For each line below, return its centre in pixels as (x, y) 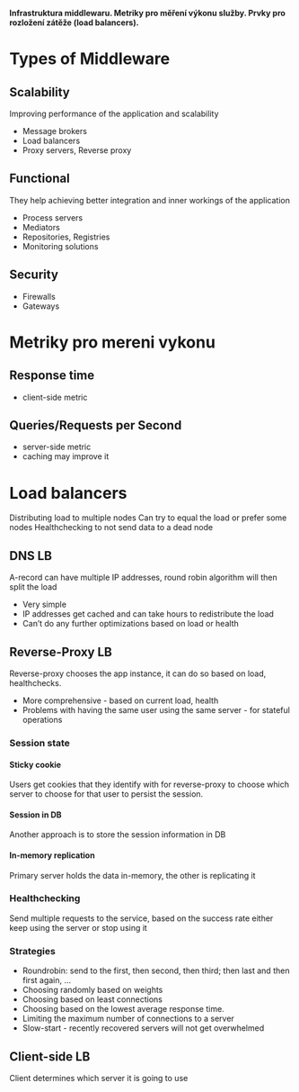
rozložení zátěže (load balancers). (74, 23)
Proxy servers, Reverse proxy (77, 150)
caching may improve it (66, 456)
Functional (40, 179)
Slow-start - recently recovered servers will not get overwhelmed (143, 1028)
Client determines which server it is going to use (99, 1078)
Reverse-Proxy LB (61, 652)
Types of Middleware (90, 59)
